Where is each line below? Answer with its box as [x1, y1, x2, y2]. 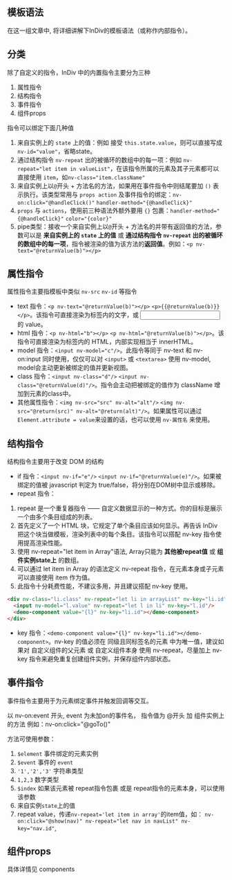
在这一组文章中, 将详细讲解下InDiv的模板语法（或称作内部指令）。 [7, 26, 192, 35]
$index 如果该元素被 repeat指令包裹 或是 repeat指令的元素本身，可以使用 [17, 784, 225, 792]
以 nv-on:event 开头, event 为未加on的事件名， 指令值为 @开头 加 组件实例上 [7, 711, 225, 719]
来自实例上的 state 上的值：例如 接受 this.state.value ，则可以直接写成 [17, 138, 222, 147]
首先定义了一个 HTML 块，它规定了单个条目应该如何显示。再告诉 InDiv [17, 521, 218, 530]
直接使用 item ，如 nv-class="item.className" [17, 172, 146, 181]
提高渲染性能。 [23, 539, 66, 547]
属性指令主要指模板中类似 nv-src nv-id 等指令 [7, 287, 137, 296]
